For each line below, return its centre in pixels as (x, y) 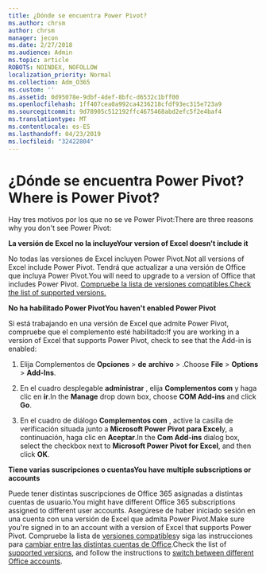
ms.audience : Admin (40, 53)
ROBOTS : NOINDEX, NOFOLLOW (53, 68)
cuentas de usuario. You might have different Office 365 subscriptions (122, 502)
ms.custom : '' (32, 90)
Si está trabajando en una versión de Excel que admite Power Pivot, (119, 324)
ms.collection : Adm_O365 (49, 82)
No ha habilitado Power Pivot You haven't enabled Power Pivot (112, 308)
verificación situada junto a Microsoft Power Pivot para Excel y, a (126, 429)
